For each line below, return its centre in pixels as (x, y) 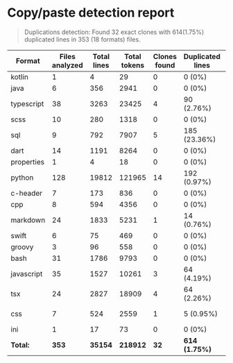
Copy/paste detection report (91, 13)
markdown (28, 220)
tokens (132, 65)
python (22, 177)
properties (28, 162)
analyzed (67, 65)
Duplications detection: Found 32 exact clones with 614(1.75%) (114, 32)
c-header (27, 193)
